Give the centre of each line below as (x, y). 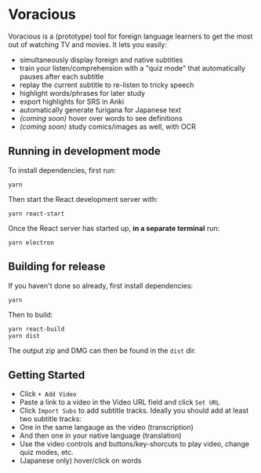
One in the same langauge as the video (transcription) (107, 427)
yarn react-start (36, 214)
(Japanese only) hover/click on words (80, 460)
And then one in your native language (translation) (100, 436)
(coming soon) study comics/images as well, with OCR (107, 126)
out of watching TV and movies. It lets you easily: (87, 44)
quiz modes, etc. (47, 453)
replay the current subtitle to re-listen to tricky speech (107, 85)
